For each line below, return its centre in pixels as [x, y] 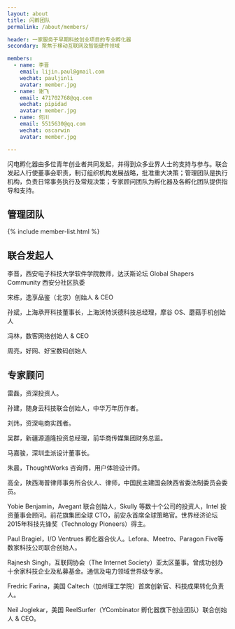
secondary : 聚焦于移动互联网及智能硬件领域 [64, 46]
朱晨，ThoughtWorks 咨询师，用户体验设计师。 [76, 468]
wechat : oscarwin [45, 130]
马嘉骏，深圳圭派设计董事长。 [50, 452]
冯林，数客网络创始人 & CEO [48, 336]
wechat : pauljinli [47, 78]
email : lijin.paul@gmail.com [62, 72]
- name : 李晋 [31, 65]
